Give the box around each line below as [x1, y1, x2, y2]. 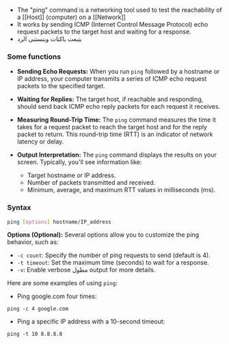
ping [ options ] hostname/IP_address [7, 218, 111, 225]
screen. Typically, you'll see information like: [16, 158, 142, 166]
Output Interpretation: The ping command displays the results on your [16, 150, 217, 159]
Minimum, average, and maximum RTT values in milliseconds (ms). [27, 186, 216, 194]
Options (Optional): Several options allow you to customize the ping [7, 230, 200, 239]
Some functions [7, 51, 62, 61]
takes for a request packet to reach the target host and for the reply [16, 123, 207, 131]
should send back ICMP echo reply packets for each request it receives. [16, 103, 221, 111]
